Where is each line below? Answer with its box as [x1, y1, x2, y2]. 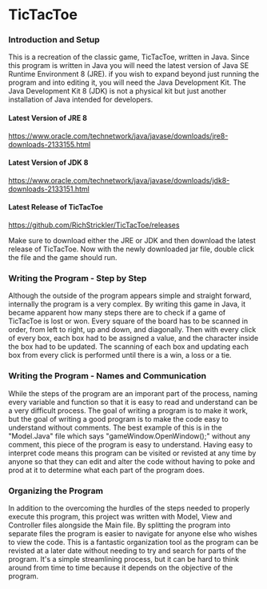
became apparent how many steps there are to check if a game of [8, 308, 226, 318]
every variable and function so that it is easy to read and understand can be [8, 397, 258, 407]
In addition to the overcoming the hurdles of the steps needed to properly [8, 503, 250, 513]
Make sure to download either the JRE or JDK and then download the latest [8, 236, 256, 246]
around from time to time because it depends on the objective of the [8, 563, 233, 572]
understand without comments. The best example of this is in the [8, 423, 222, 432]
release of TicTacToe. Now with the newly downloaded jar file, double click [8, 244, 254, 254]
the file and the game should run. [8, 253, 118, 262]
